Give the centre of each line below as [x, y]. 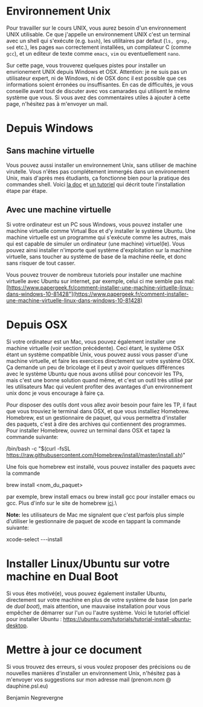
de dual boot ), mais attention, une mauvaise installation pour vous [88, 606]
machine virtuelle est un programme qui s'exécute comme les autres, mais [99, 237]
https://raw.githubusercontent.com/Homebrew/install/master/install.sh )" [96, 455]
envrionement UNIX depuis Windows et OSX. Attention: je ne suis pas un [97, 71]
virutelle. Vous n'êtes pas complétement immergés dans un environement [98, 171]
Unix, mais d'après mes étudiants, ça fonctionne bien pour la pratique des [98, 178]
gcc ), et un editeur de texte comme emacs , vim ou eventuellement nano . [93, 53]
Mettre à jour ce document [74, 650]
